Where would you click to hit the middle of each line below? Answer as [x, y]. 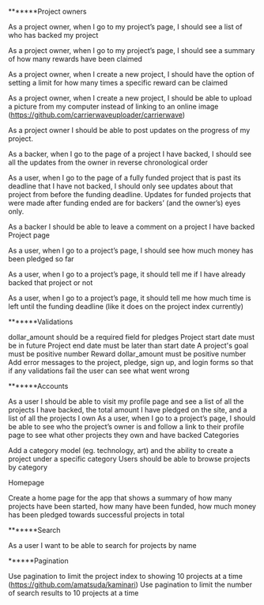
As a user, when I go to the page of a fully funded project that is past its [124, 178]
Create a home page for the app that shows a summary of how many [120, 498]
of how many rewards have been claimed [75, 59]
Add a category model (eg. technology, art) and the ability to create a [121, 450]
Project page [29, 235]
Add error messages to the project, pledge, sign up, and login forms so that [131, 362]
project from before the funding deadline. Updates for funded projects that [130, 194]
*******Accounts [38, 386]
